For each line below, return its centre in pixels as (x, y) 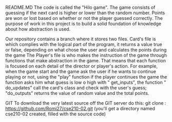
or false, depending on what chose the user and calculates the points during (86, 50)
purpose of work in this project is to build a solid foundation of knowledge (83, 23)
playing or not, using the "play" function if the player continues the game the (86, 77)
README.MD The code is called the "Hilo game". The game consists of (80, 7)
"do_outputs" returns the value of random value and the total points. (77, 93)
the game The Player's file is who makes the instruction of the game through (86, 55)
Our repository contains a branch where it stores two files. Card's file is (81, 39)
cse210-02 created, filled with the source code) (56, 114)
